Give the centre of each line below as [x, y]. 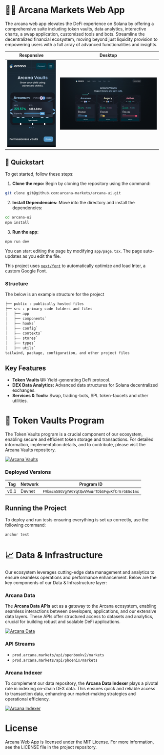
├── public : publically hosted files [44, 304]
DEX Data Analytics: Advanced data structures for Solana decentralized [85, 385]
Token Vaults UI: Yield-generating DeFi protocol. [61, 379]
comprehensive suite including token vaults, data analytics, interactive [76, 28]
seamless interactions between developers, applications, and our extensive [81, 611]
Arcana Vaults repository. [31, 450]
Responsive [31, 55]
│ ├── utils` [20, 348]
